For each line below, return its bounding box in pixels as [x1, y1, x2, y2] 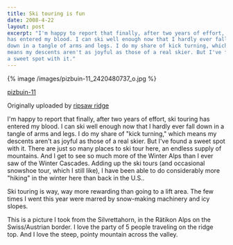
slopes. [7, 202, 28, 210]
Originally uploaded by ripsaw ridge [7, 101, 110, 110]
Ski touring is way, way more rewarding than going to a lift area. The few [7, 187, 214, 195]
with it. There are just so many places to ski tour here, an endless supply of [7, 144, 222, 153]
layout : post [7, 23, 45, 30]
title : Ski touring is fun [7, 10, 85, 17]
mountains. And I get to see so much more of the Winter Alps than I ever [7, 151, 214, 160]
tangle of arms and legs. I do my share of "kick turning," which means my [7, 129, 217, 137]
